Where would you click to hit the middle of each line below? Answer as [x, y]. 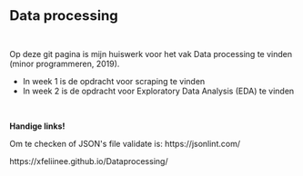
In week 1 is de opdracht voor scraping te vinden [114, 81]
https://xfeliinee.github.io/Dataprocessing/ [89, 161]
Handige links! [37, 126]
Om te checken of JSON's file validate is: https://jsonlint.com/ [125, 144]
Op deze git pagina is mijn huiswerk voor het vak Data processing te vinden [151, 54]
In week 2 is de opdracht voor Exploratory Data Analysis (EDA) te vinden [158, 91]
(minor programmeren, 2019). [65, 64]
